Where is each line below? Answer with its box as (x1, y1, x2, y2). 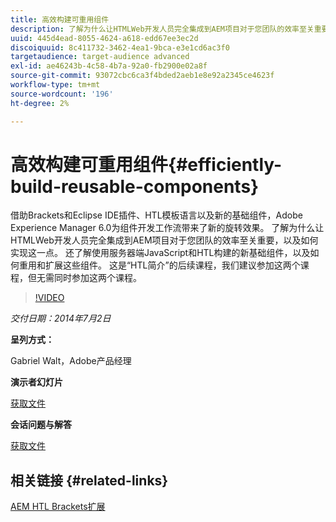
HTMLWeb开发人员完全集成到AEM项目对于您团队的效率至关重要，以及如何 (10, 234, 319, 246)
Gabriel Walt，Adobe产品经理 (10, 355, 132, 367)
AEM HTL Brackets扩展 (10, 501, 106, 513)
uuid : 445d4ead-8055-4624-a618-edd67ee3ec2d (10, 33, 199, 43)
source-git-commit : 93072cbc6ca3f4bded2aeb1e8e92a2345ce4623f (10, 71, 275, 81)
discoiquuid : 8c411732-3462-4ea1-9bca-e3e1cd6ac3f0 (10, 42, 230, 53)
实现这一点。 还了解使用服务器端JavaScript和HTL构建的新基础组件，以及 (10, 247, 311, 259)
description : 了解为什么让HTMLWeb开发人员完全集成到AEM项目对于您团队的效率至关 (10, 24, 315, 34)
